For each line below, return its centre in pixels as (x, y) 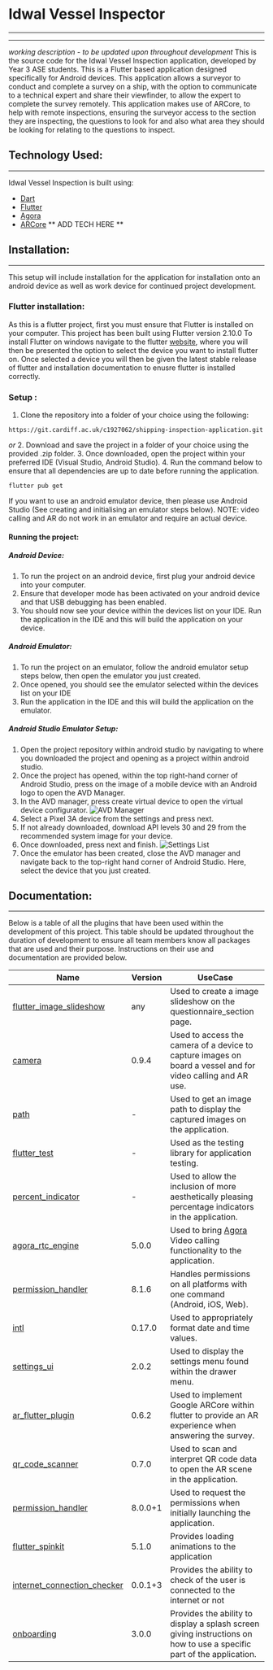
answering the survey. (212, 1436)
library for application (211, 1153)
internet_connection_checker (68, 1585)
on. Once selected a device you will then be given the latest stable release (133, 359)
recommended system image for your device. (96, 835)
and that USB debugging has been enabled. (93, 602)
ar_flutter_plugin (43, 1415)
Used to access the (207, 1036)
